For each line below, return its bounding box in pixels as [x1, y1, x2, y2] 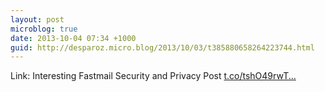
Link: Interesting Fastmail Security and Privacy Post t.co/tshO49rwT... [10, 70, 297, 82]
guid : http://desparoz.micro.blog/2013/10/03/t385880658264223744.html [10, 42, 315, 53]
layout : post [10, 14, 65, 25]
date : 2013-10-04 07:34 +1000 [10, 33, 137, 43]
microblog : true [10, 24, 78, 34]
